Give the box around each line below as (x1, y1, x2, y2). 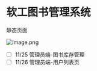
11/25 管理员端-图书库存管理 (14, 51, 85, 58)
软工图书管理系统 (6, 5, 92, 19)
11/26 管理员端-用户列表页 (14, 58, 80, 66)
